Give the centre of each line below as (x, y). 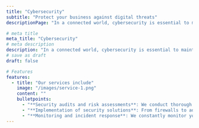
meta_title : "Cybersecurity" (42, 39)
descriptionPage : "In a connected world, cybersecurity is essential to (98, 23)
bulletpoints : (34, 99)
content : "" (31, 94)
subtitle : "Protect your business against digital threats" (82, 17)
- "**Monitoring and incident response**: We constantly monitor (104, 116)
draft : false (22, 61)
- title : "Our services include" (53, 83)
